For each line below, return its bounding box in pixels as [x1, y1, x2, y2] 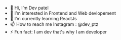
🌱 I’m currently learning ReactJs [10, 16, 77, 21]
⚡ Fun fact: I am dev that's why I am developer [10, 29, 107, 35]
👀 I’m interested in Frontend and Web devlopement [10, 10, 116, 16]
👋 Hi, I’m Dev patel [10, 5, 49, 11]
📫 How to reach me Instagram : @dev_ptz [10, 21, 99, 27]
